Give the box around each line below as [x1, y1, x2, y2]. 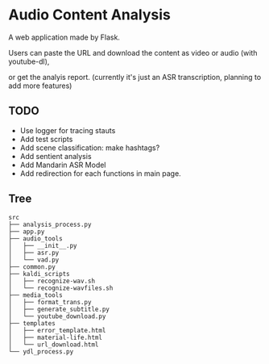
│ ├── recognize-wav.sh [8, 277, 95, 285]
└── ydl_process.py [8, 347, 74, 356]
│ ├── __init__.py [8, 241, 78, 249]
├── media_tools [8, 291, 63, 299]
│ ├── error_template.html [8, 326, 106, 334]
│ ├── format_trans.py [8, 298, 92, 306]
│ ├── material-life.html [8, 333, 103, 341]
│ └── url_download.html [8, 341, 99, 349]
